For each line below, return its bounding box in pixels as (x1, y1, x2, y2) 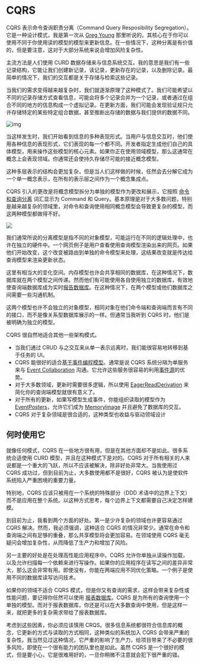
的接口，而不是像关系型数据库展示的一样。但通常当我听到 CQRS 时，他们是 (6, 311, 190, 318)
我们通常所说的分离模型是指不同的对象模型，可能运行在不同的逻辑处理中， (6, 234, 188, 241)
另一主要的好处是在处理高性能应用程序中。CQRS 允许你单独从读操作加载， (6, 551, 188, 559)
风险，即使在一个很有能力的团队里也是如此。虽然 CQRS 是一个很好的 (11, 643, 179, 651)
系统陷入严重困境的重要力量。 (6, 476, 79, 483)
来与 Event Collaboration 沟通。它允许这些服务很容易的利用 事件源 (14, 366, 175, 373)
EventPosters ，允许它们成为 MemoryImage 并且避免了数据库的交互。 (14, 403, 185, 410)
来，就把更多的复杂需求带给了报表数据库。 (6, 609, 110, 616)
